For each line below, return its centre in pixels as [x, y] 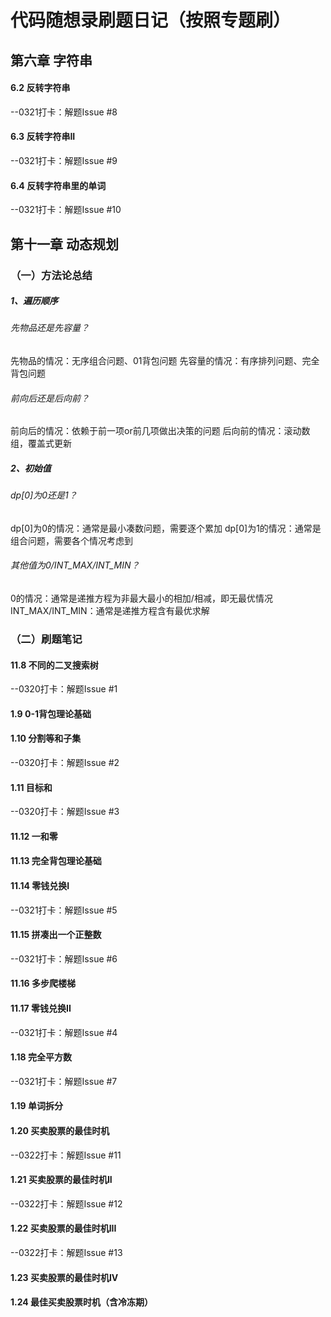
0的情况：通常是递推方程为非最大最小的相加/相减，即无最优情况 [141, 598]
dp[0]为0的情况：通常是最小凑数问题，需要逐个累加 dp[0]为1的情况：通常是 [166, 528]
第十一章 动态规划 [64, 244]
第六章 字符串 [51, 60]
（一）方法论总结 [51, 275]
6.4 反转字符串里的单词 [58, 185]
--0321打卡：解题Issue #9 [64, 160]
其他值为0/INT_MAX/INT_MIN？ [75, 565]
